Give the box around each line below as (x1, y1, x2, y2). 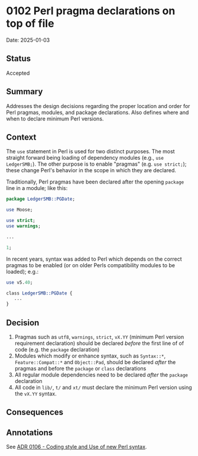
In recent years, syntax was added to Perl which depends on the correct (6, 255, 182, 262)
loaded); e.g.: (6, 268, 39, 275)
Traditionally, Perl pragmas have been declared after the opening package (6, 178, 184, 185)
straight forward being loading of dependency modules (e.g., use (6, 154, 164, 161)
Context (6, 132, 37, 142)
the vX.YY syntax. (14, 390, 57, 397)
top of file (6, 17, 54, 30)
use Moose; (6, 207, 33, 213)
